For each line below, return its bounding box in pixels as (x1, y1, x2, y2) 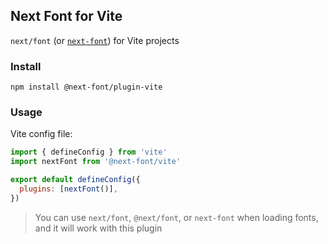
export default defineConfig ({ (10, 175, 141, 185)
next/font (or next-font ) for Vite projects (10, 34, 180, 46)
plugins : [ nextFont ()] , (19, 184, 118, 194)
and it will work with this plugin (34, 222, 163, 234)
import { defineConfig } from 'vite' (10, 147, 168, 158)
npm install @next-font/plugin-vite (10, 82, 163, 93)
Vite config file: (10, 128, 73, 140)
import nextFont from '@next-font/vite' (10, 157, 182, 167)
